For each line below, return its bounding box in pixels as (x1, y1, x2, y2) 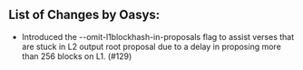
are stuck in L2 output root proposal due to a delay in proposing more (21, 41, 282, 52)
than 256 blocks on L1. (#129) (21, 50, 132, 62)
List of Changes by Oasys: (8, 7, 161, 23)
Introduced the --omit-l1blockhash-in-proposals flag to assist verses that (21, 31, 295, 42)
